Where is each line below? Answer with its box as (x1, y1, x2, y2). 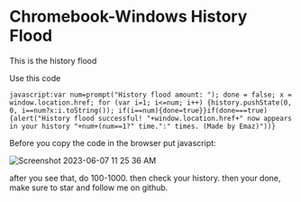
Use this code (9, 72, 61, 83)
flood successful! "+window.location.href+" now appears (73, 114, 293, 123)
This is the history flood (9, 55, 97, 66)
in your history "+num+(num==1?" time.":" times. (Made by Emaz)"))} (9, 122, 277, 131)
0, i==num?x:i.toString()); (9, 106, 115, 115)
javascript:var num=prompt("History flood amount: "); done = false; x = (9, 90, 293, 99)
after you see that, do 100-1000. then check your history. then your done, (9, 172, 281, 183)
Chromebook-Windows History (9, 6, 248, 27)
